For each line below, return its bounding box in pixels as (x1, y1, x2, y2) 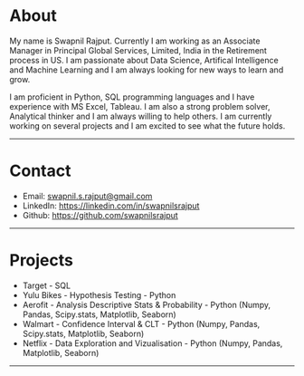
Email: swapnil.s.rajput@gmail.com (22, 190, 153, 201)
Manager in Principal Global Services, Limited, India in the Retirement (9, 44, 267, 55)
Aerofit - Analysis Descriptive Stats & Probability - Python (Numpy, (22, 299, 271, 310)
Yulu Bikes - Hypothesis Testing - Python (22, 289, 176, 300)
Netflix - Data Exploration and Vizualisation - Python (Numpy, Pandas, (22, 337, 283, 349)
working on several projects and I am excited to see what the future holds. (9, 120, 286, 131)
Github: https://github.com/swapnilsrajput (22, 209, 178, 220)
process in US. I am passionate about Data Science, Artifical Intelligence (9, 54, 279, 65)
